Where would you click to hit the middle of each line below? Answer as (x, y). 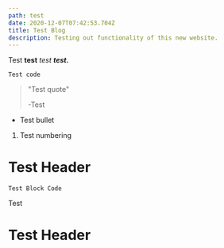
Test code (25, 75)
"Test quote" (48, 90)
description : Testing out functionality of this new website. (113, 38)
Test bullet (37, 120)
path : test (26, 15)
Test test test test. (39, 60)
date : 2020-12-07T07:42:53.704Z (62, 23)
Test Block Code (35, 189)
